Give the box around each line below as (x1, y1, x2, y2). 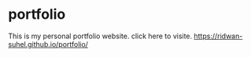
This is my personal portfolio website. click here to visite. (8, 31, 193, 41)
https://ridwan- (194, 31, 243, 41)
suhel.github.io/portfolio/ (8, 39, 89, 48)
